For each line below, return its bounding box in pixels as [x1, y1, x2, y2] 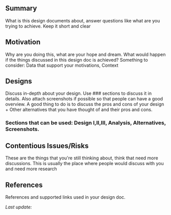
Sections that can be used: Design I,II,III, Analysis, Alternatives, [5, 119, 166, 126]
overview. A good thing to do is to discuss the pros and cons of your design [5, 101, 164, 107]
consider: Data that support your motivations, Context [5, 62, 118, 68]
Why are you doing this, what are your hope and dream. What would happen [5, 51, 166, 58]
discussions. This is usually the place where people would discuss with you [5, 160, 164, 167]
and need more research [5, 166, 57, 172]
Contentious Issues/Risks [5, 141, 89, 150]
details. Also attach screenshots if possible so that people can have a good [5, 96, 163, 102]
